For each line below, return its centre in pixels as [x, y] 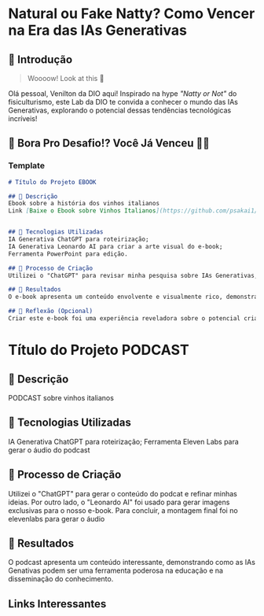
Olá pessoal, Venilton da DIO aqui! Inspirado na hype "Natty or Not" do [123, 94]
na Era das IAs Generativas [97, 30]
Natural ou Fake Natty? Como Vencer [132, 14]
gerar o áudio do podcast [49, 450]
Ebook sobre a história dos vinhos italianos [84, 204]
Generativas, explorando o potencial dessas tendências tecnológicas [120, 110]
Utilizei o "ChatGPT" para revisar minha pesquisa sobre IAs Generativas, [133, 275]
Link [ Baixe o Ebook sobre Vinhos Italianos [82, 211]
